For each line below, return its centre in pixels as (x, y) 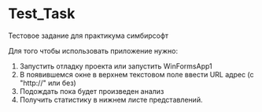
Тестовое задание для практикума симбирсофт (89, 35)
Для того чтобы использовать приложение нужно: (93, 50)
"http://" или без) (48, 83)
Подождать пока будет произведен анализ (92, 91)
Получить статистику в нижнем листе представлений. (111, 99)
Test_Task (42, 14)
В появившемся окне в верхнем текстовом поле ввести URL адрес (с (137, 74)
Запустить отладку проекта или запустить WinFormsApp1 (116, 66)
